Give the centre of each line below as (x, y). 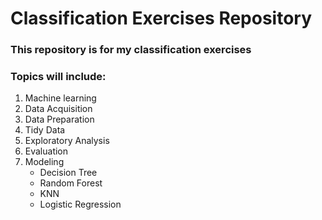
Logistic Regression (80, 204)
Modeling (44, 162)
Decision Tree (68, 173)
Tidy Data (45, 130)
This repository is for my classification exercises (131, 50)
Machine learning (60, 98)
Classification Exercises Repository (161, 18)
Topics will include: (58, 77)
